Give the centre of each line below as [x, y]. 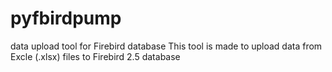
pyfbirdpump [66, 18]
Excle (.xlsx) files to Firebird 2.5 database [95, 56]
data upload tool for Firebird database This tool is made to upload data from [166, 46]
